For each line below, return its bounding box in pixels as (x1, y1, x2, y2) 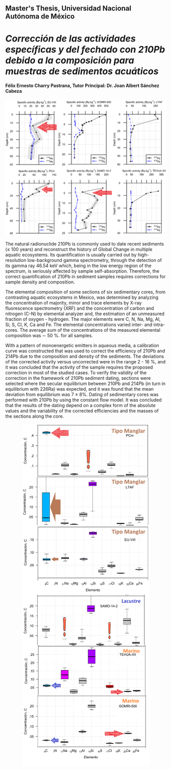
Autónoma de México (5, 12, 75, 21)
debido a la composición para (5, 54, 134, 66)
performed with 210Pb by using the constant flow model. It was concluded (5, 397, 162, 403)
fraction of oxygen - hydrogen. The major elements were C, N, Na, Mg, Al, (5, 316, 161, 322)
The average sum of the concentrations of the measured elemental (19, 327, 161, 333)
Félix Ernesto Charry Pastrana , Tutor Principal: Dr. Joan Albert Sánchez (5, 83, 160, 89)
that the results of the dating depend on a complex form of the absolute (5, 402, 156, 408)
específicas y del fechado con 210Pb (5, 44, 165, 55)
